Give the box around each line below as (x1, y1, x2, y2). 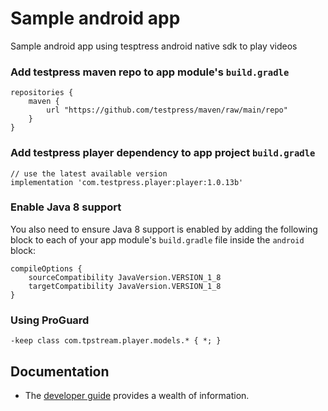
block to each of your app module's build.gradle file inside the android (10, 233, 305, 246)
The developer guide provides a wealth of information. (24, 389, 250, 401)
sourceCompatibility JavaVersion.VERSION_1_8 (28, 272, 222, 282)
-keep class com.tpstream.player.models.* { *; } (10, 336, 222, 346)
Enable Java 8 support (10, 200, 122, 214)
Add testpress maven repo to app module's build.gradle (10, 65, 290, 79)
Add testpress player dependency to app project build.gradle (10, 146, 316, 160)
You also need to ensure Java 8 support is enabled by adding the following (10, 223, 318, 235)
